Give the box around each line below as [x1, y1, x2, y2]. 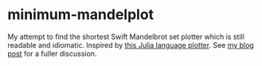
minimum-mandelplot [7, 6, 154, 24]
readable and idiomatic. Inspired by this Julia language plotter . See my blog [7, 40, 254, 49]
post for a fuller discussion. [7, 49, 97, 58]
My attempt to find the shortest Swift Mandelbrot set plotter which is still [7, 32, 244, 41]
